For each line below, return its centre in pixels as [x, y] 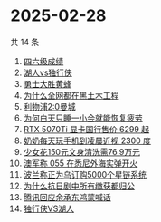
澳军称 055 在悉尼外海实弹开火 [80, 163]
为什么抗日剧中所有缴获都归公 [79, 186]
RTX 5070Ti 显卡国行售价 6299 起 [86, 129]
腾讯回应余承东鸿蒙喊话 [67, 197]
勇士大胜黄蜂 [47, 83]
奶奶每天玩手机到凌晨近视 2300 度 [87, 140]
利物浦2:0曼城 [49, 106]
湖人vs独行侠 [48, 72]
